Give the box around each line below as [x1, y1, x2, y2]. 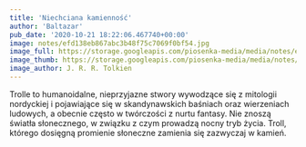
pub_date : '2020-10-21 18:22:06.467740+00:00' [9, 30, 189, 39]
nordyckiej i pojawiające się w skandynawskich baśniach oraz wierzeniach [9, 98, 290, 109]
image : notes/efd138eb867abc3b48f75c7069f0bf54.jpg [9, 38, 209, 48]
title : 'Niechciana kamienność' [9, 13, 132, 23]
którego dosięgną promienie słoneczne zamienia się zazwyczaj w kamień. [9, 127, 287, 138]
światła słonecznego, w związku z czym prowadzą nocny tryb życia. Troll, [9, 117, 287, 128]
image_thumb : [9, 55, 59, 64]
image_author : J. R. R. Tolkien [9, 64, 132, 73]
